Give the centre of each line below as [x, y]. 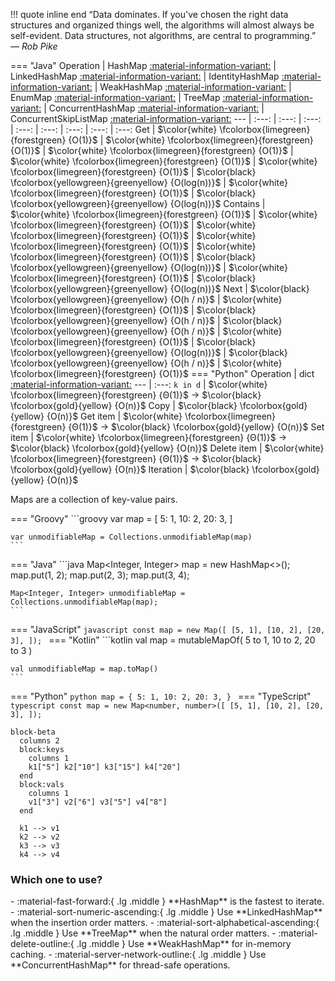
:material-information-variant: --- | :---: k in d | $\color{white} [139, 384]
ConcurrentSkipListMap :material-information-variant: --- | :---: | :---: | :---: [166, 118]
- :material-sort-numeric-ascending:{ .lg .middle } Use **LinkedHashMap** [166, 912]
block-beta [33, 732]
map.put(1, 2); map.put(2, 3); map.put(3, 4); [100, 575]
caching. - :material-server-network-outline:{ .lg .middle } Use [138, 955]
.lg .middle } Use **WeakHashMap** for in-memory [184, 944]
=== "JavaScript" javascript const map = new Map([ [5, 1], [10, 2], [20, [168, 629]
